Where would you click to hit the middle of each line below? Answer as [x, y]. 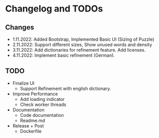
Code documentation [42, 115]
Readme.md [32, 120]
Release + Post [28, 125]
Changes [20, 27]
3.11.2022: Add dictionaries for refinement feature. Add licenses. [79, 50]
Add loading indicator [42, 99]
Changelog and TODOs [54, 9]
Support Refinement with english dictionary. [65, 88]
